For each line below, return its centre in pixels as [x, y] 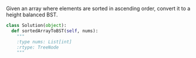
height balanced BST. [32, 15]
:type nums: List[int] [44, 42]
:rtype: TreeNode [38, 47]
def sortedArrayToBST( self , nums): [55, 31]
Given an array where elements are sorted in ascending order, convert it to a [98, 8]
